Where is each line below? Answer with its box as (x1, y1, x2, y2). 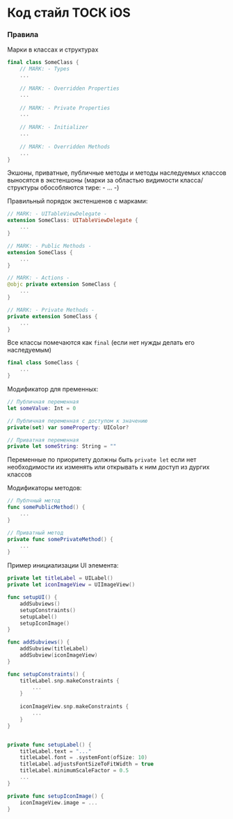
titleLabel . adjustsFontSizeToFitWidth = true (19, 760, 154, 767)
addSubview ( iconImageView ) (19, 652, 98, 659)
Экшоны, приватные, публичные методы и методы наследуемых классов (7, 169, 227, 177)
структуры (7, 183, 39, 192)
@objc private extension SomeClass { (7, 281, 117, 288)
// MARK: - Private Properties (19, 104, 111, 111)
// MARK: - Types (19, 65, 70, 72)
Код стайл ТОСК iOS (7, 5, 131, 21)
